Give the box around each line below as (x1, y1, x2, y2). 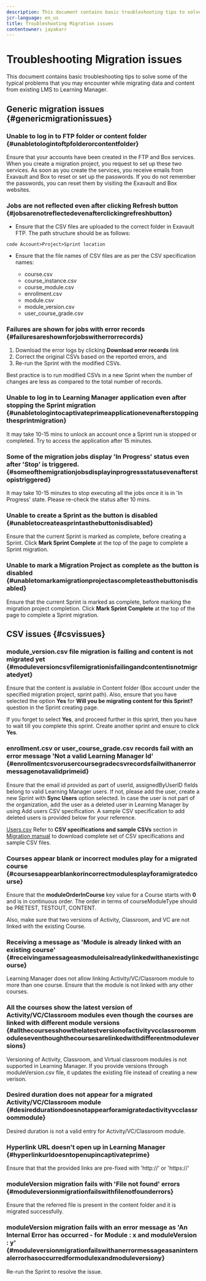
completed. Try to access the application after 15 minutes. (6, 437, 153, 444)
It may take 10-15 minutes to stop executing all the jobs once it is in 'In (6, 489, 183, 497)
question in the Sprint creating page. (6, 704, 99, 711)
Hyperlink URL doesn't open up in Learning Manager (6, 1143, 166, 1151)
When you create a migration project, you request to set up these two (6, 160, 182, 167)
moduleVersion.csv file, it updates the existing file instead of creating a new (6, 1069, 197, 1076)
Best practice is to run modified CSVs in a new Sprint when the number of (6, 372, 193, 379)
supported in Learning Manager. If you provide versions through (6, 1062, 169, 1069)
